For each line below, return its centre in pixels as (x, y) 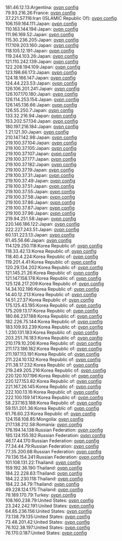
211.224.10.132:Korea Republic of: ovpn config (53, 359)
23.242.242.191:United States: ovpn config (50, 506)
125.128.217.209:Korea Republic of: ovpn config (55, 284)
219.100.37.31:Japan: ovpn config (40, 175)
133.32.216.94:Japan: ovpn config (41, 116)
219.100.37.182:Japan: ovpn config (41, 164)
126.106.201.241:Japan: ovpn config (42, 88)
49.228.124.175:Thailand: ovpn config (44, 490)
